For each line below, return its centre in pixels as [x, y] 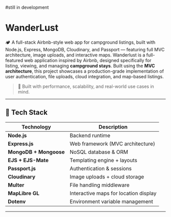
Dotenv [17, 201]
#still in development [27, 7]
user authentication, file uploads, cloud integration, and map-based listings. [84, 76]
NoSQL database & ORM [99, 152]
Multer [16, 185]
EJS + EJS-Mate [28, 160]
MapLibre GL [24, 193]
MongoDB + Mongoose [36, 152]
